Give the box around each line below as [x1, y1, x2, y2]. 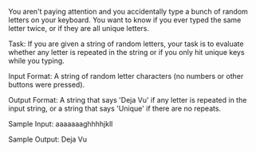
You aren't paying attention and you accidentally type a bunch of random [8, 7, 249, 16]
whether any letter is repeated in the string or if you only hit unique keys [8, 48, 245, 57]
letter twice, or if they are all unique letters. [8, 24, 150, 33]
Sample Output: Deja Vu [8, 134, 88, 144]
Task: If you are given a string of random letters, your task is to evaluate [8, 39, 244, 49]
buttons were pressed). [8, 80, 85, 89]
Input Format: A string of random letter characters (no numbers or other [8, 72, 244, 80]
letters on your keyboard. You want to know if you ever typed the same [8, 15, 242, 25]
